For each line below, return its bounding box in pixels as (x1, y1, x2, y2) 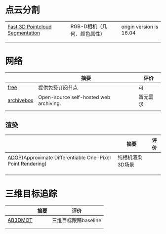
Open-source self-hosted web (38, 94, 111, 100)
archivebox (7, 97, 34, 103)
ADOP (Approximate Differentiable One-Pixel (7, 154, 111, 161)
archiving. (38, 100, 61, 106)
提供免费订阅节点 (38, 84, 78, 91)
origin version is (121, 23, 159, 30)
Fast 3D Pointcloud (7, 23, 52, 30)
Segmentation (7, 29, 41, 36)
